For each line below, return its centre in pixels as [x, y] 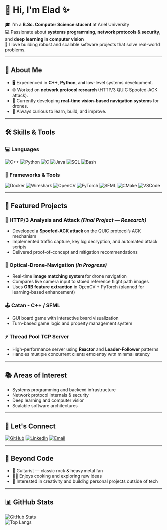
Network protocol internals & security [51, 395]
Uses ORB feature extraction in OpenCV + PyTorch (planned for [78, 287]
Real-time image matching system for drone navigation [69, 276]
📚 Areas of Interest [36, 375]
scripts [19, 247]
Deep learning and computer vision [48, 400]
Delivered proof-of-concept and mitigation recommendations [75, 252]
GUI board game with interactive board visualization [65, 318]
